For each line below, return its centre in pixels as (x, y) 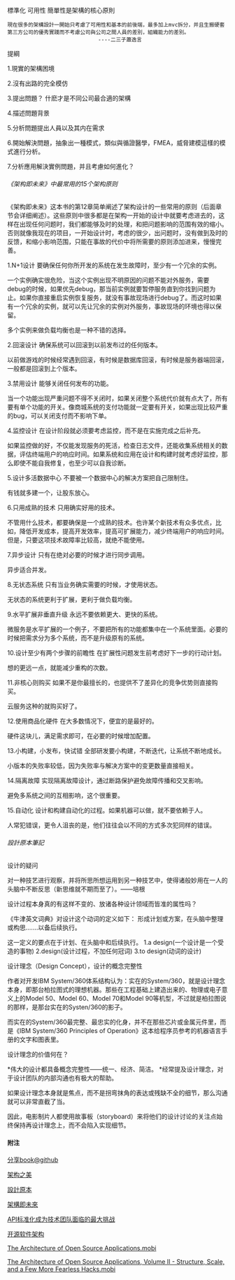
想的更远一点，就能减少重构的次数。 (59, 668)
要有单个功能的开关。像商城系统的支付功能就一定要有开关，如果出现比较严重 (117, 407)
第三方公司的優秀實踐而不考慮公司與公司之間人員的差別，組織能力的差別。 (99, 32)
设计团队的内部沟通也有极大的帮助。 (65, 1078)
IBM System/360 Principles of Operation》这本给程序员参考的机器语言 (120, 1031)
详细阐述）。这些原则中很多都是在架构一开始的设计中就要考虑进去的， (119, 216)
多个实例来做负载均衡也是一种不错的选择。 (69, 330)
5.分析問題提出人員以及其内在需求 (56, 128)
